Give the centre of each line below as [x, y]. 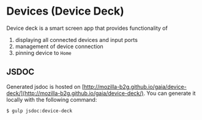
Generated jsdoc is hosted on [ [45, 86]
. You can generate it [170, 93]
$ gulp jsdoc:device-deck [39, 111]
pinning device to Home [43, 52]
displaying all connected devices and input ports [76, 40]
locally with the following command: [52, 99]
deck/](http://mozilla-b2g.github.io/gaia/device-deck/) [75, 93]
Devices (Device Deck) [65, 11]
